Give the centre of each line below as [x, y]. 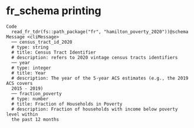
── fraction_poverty [37, 93]
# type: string [30, 47]
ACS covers [19, 83]
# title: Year [29, 73]
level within [22, 114]
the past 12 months [35, 119]
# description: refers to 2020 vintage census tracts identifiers [95, 57]
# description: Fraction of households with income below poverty [95, 109]
